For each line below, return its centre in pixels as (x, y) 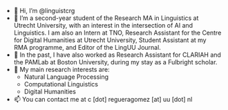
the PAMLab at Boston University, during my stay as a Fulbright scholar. (115, 62)
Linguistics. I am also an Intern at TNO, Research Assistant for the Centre (117, 33)
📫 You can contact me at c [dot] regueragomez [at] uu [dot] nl (103, 99)
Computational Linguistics (61, 84)
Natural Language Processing (66, 77)
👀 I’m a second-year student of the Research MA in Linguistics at (106, 18)
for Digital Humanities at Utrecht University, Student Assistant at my (110, 40)
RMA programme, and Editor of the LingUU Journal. (87, 47)
